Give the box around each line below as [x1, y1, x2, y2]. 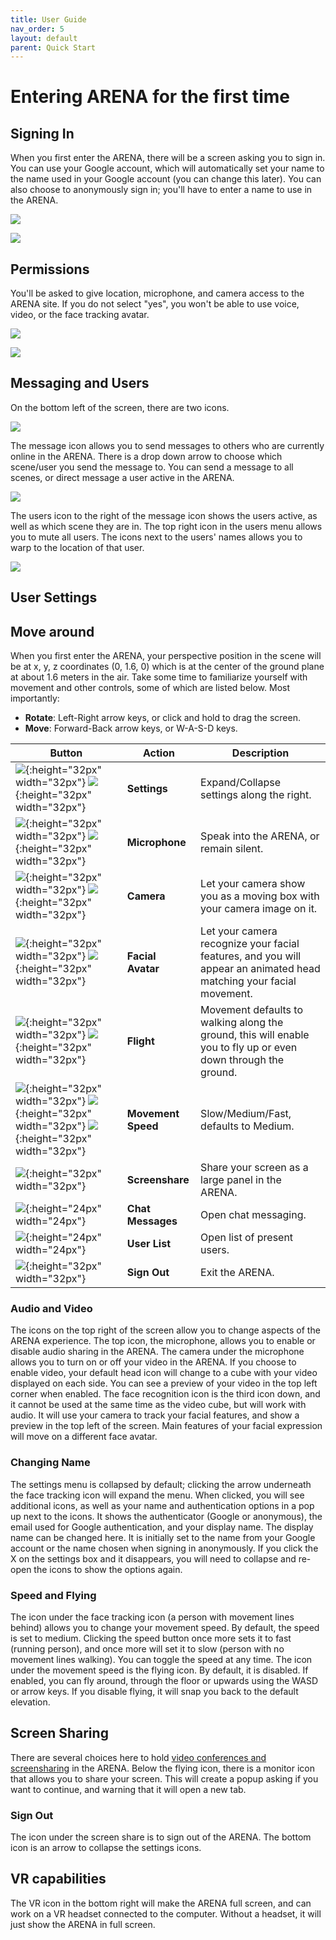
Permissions [10, 261, 90, 278]
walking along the [200, 1016, 284, 1030]
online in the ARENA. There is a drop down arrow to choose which [10, 450, 283, 462]
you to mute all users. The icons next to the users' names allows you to [10, 531, 303, 543]
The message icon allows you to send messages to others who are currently [10, 439, 325, 451]
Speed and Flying [10, 1588, 97, 1602]
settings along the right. [200, 788, 312, 802]
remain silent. [200, 842, 264, 856]
